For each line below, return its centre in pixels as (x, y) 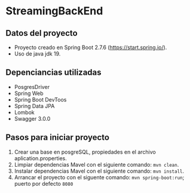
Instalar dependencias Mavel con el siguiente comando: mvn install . (99, 171)
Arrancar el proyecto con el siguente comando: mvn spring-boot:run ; (99, 177)
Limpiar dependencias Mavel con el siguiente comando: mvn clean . (96, 164)
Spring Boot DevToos (40, 99)
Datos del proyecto (42, 33)
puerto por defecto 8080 (44, 183)
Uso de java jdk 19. (37, 54)
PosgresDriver (32, 87)
